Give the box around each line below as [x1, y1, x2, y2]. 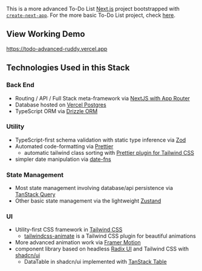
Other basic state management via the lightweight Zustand [15, 197, 161, 204]
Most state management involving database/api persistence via [15, 184, 174, 192]
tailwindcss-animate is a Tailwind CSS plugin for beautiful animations [24, 232, 197, 240]
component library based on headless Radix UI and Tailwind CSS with [15, 245, 189, 253]
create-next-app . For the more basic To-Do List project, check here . [6, 11, 175, 19]
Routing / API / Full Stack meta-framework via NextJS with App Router [15, 94, 191, 102]
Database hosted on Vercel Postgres [15, 101, 107, 108]
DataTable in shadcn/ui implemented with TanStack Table [24, 258, 168, 266]
